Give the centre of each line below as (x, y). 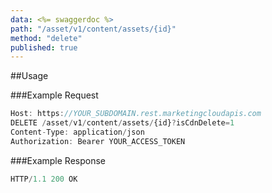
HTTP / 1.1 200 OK (44, 179)
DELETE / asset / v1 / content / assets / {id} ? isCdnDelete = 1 (122, 123)
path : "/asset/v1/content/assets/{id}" (93, 29)
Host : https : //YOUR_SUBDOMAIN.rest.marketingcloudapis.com (136, 114)
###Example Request (54, 95)
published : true (44, 47)
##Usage (29, 76)
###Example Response (58, 160)
